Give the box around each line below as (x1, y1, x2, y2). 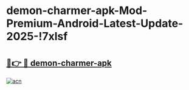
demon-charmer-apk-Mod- (6, 4, 148, 18)
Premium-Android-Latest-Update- (6, 16, 184, 30)
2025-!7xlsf (6, 30, 68, 43)
